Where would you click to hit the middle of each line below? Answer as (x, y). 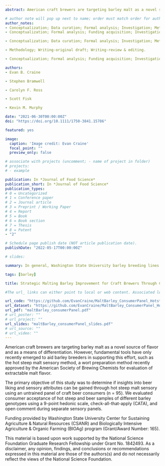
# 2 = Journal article (28, 203)
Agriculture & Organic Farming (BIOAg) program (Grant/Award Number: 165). (82, 429)
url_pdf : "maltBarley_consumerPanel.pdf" (48, 310)
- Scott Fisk (18, 99)
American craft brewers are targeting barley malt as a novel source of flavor (82, 347)
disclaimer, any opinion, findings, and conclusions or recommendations (77, 449)
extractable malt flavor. (28, 373)
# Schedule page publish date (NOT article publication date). (71, 243)
